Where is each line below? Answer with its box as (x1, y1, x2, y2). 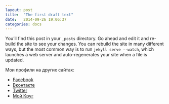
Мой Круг (12, 93, 34, 99)
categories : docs (5, 21, 42, 27)
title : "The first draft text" (5, 12, 73, 17)
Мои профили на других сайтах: (5, 67, 74, 73)
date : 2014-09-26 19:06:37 (5, 17, 67, 22)
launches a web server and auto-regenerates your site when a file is (5, 52, 148, 58)
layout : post (5, 7, 33, 13)
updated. (5, 57, 24, 63)
